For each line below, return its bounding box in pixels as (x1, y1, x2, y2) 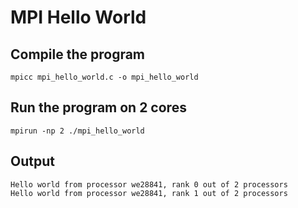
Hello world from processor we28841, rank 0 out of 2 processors (10, 179, 288, 190)
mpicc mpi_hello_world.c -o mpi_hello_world (10, 72, 199, 82)
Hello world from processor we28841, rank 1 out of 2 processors (10, 188, 288, 198)
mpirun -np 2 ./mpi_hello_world (10, 126, 145, 136)
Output (10, 153, 55, 170)
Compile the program (10, 46, 146, 63)
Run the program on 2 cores (10, 99, 187, 116)
